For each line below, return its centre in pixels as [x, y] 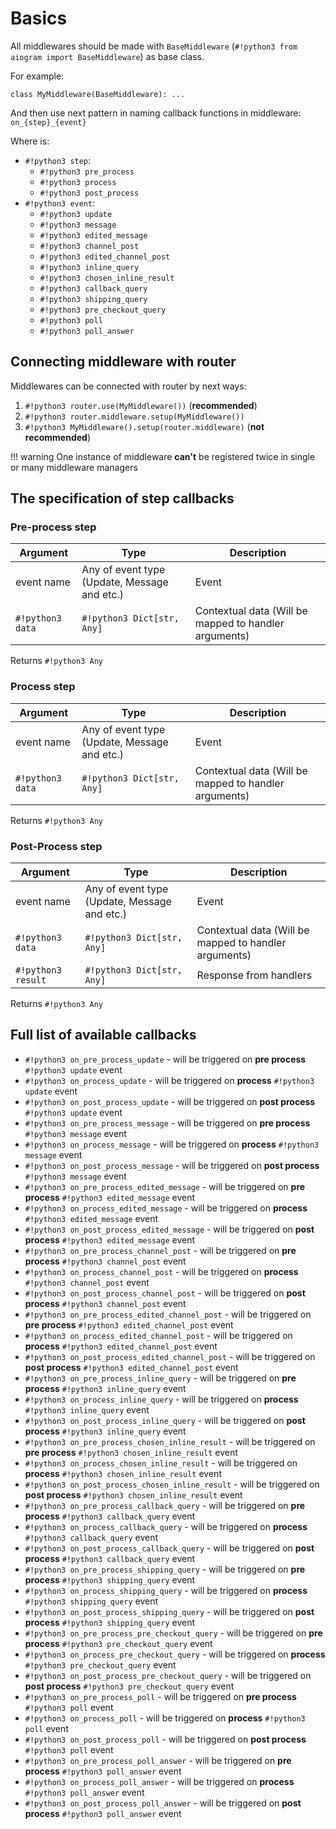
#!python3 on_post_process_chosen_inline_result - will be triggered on [172, 1484]
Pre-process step [53, 527]
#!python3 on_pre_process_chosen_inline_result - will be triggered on [170, 1441]
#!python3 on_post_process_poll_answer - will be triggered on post [163, 1803]
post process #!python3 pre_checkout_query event [129, 1686]
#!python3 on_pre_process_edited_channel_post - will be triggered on [168, 1314]
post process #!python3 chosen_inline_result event [133, 1494]
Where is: [30, 141]
